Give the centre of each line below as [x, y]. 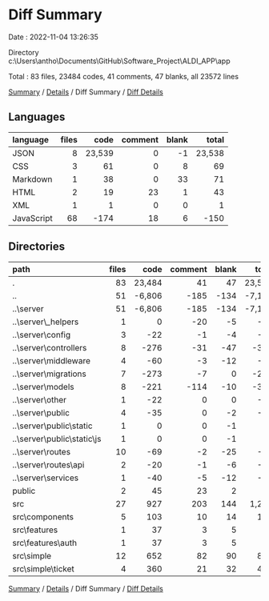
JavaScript [33, 218]
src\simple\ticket [43, 568]
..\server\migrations [49, 374]
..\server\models [43, 387]
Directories [37, 247]
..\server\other [39, 399]
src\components [43, 516]
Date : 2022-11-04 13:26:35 [53, 37]
